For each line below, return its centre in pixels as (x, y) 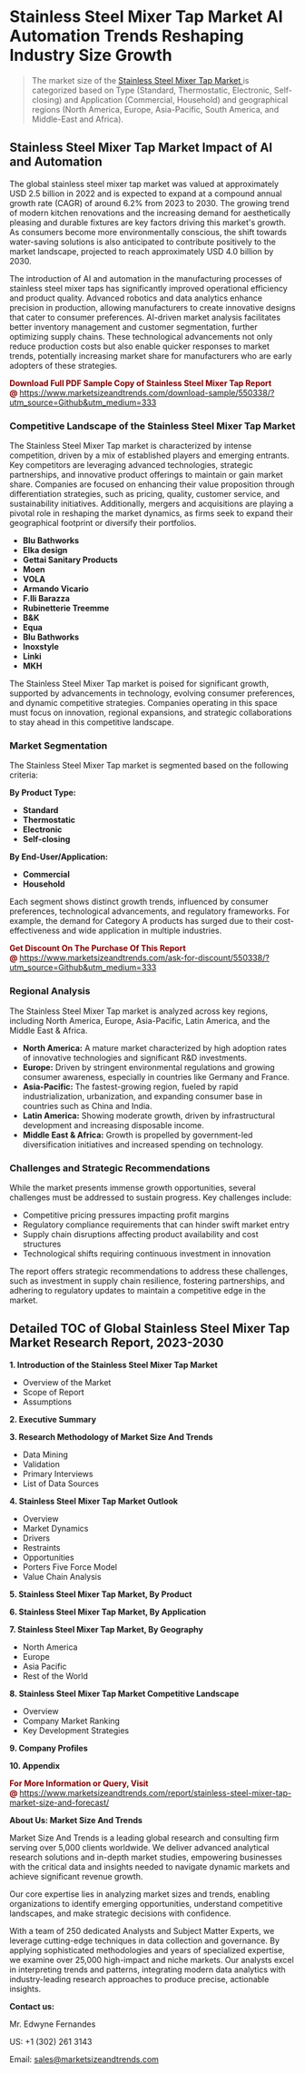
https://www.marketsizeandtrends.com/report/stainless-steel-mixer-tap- (156, 1792)
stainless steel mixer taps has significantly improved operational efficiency (148, 288)
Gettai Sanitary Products (70, 560)
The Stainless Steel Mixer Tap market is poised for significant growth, (139, 684)
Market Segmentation (59, 745)
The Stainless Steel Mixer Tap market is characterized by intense (131, 446)
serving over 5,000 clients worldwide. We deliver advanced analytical (139, 1847)
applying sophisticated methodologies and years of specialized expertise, (148, 1950)
